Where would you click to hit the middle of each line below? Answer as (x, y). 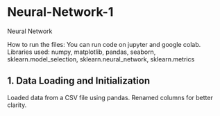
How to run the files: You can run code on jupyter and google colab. (104, 44)
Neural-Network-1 (60, 12)
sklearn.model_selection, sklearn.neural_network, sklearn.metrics (101, 59)
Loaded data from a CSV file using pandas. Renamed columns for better (110, 97)
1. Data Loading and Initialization (79, 81)
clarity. (17, 105)
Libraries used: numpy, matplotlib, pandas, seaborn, (82, 52)
